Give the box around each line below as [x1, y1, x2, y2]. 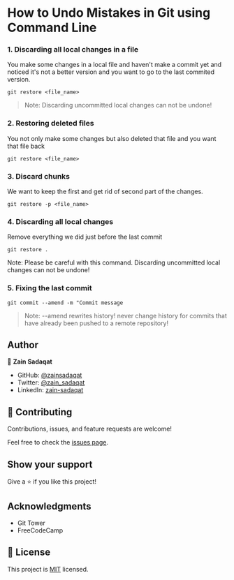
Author [7, 339, 38, 351]
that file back [7, 142, 45, 150]
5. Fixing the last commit [7, 283, 92, 293]
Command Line [7, 20, 97, 36]
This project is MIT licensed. [7, 565, 89, 573]
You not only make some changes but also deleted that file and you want [7, 134, 217, 142]
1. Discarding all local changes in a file [7, 45, 139, 54]
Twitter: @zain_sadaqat [17, 378, 85, 387]
